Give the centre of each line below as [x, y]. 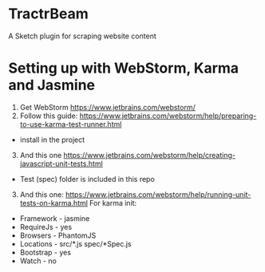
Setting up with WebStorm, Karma [124, 68]
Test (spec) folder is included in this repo [87, 179]
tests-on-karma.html [53, 203]
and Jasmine [52, 85]
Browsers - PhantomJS [58, 235]
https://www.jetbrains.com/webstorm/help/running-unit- [158, 194]
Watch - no [38, 261]
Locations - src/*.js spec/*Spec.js [75, 243]
